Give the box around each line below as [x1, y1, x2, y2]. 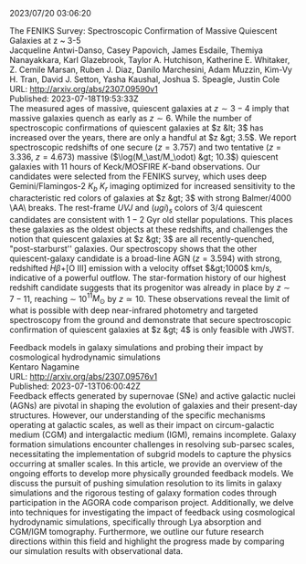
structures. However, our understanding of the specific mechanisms [9, 410, 266, 421]
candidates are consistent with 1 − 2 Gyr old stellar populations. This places [9, 214, 294, 225]
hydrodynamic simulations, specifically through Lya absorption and [9, 517, 262, 527]
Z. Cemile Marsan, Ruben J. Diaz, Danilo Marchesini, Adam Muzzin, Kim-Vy [9, 64, 292, 75]
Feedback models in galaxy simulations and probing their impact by [9, 342, 264, 353]
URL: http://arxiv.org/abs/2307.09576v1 [9, 371, 158, 382]
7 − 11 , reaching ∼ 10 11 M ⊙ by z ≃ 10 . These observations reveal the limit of [9, 291, 290, 307]
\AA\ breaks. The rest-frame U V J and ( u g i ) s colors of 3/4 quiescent [9, 202, 263, 215]
